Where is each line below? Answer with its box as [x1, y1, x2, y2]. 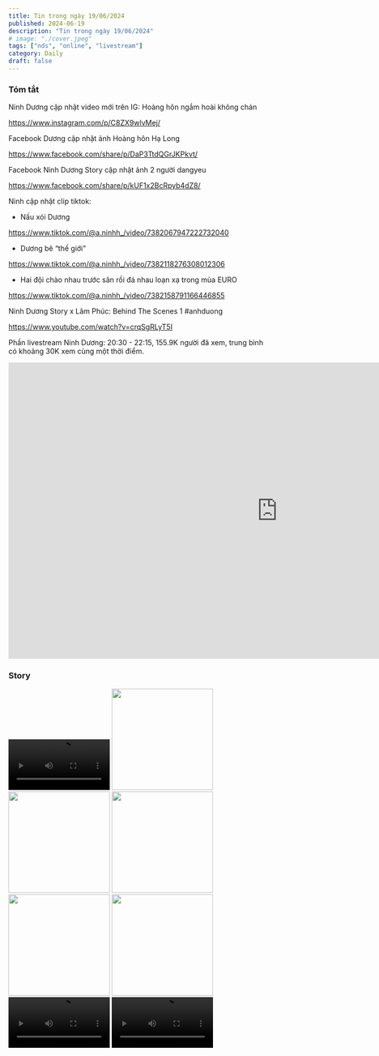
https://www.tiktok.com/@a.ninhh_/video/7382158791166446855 [8, 291, 225, 301]
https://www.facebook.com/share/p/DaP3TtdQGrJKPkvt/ [8, 149, 198, 159]
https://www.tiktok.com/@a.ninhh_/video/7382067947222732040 [8, 228, 229, 237]
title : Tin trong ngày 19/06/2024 [8, 11, 126, 20]
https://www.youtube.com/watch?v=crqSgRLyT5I [8, 322, 172, 332]
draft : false [8, 58, 53, 66]
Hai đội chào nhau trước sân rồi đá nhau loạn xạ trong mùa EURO [19, 275, 237, 284]
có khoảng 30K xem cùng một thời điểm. [8, 346, 144, 357]
